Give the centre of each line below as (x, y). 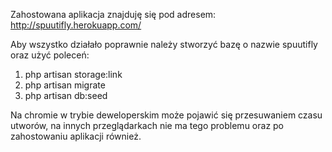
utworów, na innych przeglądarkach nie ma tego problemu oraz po (147, 125)
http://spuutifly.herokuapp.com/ (76, 25)
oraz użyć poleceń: (50, 55)
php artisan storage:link (73, 74)
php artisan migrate (65, 85)
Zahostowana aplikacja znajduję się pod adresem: (113, 14)
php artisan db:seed (66, 95)
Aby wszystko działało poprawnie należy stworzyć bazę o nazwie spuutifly (164, 44)
